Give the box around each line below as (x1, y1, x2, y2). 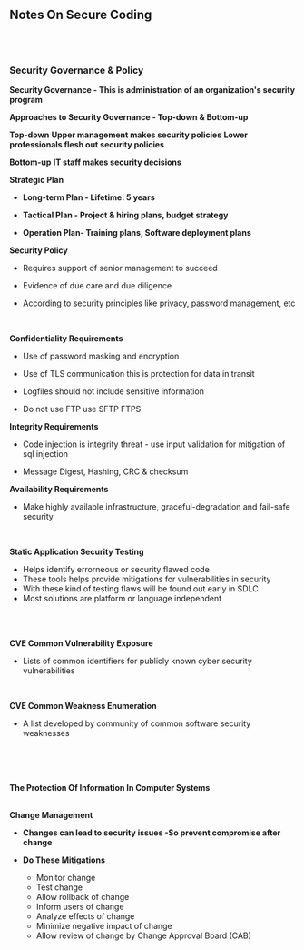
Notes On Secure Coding (9, 7, 152, 23)
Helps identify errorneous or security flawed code (22, 564, 211, 575)
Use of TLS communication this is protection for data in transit (22, 369, 256, 379)
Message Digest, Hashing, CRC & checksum (22, 466, 189, 477)
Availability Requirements (9, 484, 109, 495)
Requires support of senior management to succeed (22, 263, 218, 274)
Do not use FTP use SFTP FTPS (22, 404, 142, 415)
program (9, 95, 44, 106)
